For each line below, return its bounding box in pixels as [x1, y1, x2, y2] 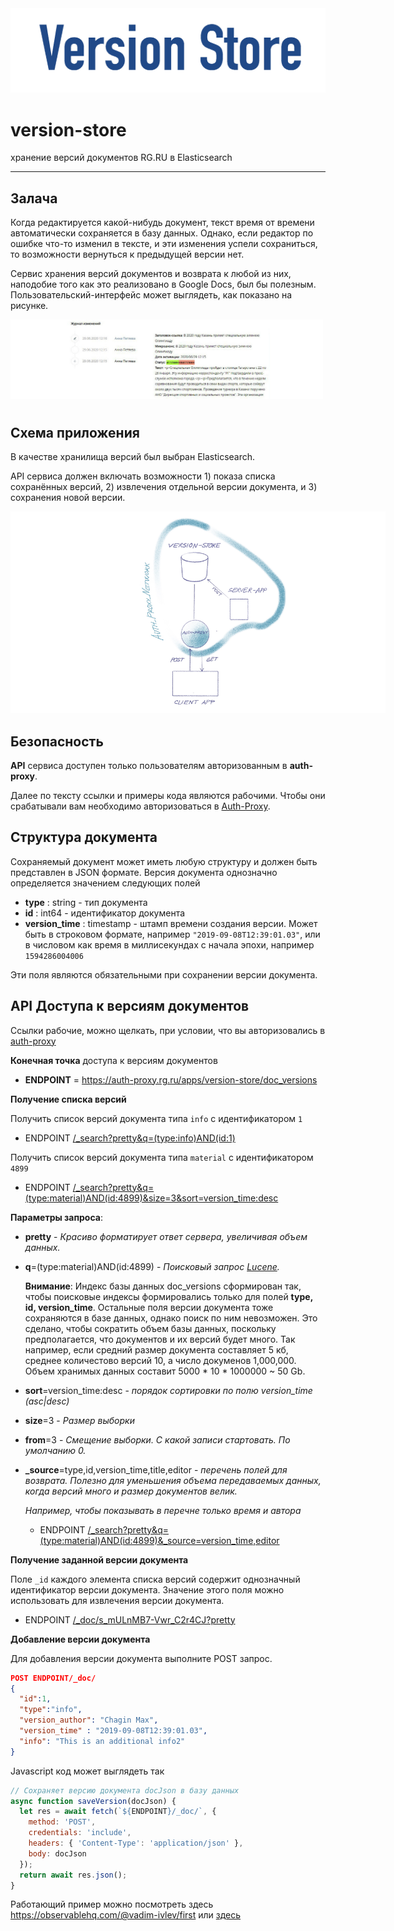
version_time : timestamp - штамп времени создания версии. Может [24, 917, 318, 929]
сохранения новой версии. [10, 492, 126, 504]
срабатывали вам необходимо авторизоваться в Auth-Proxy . [10, 800, 271, 812]
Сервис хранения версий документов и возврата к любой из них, [10, 268, 292, 280]
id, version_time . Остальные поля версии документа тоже [24, 1301, 274, 1313]
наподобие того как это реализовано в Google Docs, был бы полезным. [10, 278, 317, 291]
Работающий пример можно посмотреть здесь [10, 1898, 214, 1911]
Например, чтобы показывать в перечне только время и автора [24, 1504, 302, 1516]
